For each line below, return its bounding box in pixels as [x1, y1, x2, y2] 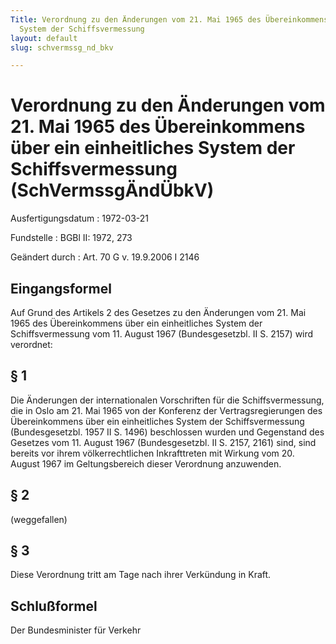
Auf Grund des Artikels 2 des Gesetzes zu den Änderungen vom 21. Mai [10, 307, 307, 318]
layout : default [10, 33, 78, 43]
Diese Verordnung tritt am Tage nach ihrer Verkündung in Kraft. [10, 569, 272, 581]
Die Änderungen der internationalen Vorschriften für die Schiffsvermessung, [10, 394, 325, 406]
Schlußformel [10, 597, 98, 615]
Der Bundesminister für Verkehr [10, 624, 142, 636]
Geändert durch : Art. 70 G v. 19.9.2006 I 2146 [10, 251, 200, 263]
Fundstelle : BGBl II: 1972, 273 [10, 232, 133, 244]
